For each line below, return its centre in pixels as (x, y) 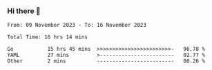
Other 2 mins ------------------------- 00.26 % (106, 61)
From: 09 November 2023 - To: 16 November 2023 (77, 25)
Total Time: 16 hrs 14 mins (48, 37)
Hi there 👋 (24, 11)
